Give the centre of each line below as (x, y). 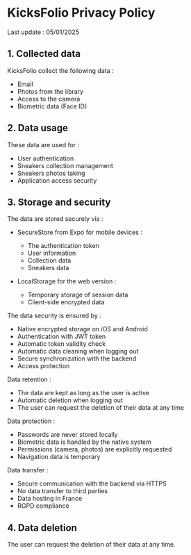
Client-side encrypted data (66, 302)
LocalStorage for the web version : (67, 281)
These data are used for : (43, 144)
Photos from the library (50, 91)
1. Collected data (44, 54)
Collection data (49, 260)
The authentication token (63, 246)
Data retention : (30, 379)
